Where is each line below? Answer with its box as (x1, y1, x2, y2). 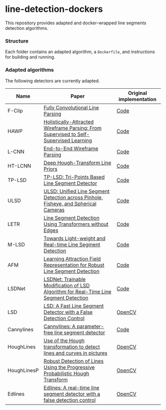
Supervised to (43, 130, 77, 137)
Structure (5, 37, 29, 44)
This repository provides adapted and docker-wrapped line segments (5, 20, 147, 26)
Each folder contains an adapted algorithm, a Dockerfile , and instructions (5, 49, 155, 55)
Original (127, 89, 147, 96)
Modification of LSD (43, 282, 90, 289)
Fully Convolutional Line (43, 104, 99, 111)
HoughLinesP (7, 367, 39, 374)
